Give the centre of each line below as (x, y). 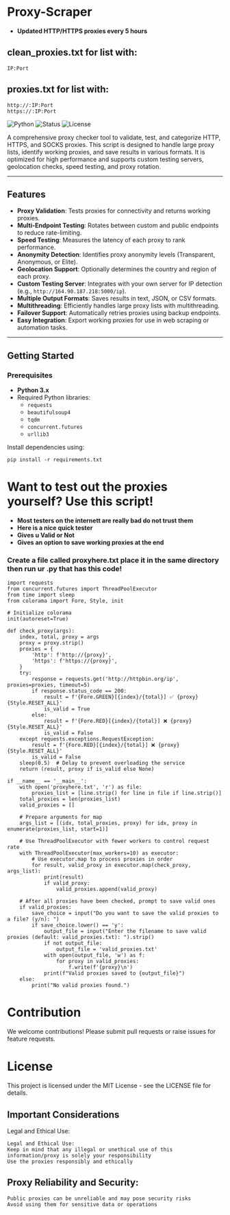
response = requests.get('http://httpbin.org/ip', (105, 679)
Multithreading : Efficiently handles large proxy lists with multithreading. (118, 305)
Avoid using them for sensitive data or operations (82, 1204)
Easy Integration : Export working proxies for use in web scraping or (113, 321)
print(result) (64, 877)
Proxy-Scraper (50, 12)
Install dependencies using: (46, 448)
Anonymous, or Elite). (47, 262)
